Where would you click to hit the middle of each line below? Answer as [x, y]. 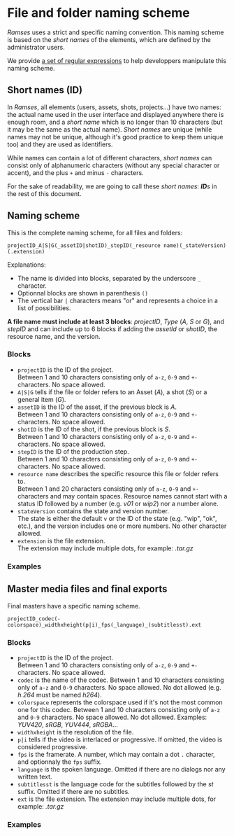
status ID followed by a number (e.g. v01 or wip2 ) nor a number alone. [118, 503]
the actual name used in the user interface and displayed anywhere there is [116, 114]
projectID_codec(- [34, 619]
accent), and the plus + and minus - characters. [76, 172]
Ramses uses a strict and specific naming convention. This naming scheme [116, 32]
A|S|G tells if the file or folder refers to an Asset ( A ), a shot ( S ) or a [112, 392]
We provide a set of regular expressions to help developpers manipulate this [117, 60]
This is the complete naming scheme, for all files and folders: [95, 232]
